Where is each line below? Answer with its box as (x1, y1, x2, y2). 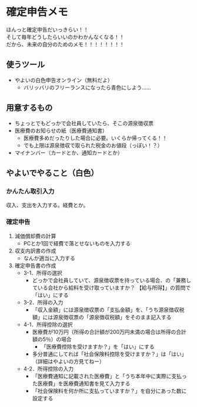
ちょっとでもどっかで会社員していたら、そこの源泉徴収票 (14, 119, 154, 127)
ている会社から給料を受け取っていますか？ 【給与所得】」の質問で (32, 284, 191, 291)
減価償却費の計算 (14, 232, 56, 239)
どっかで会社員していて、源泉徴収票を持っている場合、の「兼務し (32, 277, 192, 284)
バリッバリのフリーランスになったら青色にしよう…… (23, 84, 151, 91)
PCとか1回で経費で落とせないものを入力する (23, 239, 131, 247)
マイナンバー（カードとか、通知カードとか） (14, 149, 123, 156)
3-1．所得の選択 (23, 269, 63, 276)
